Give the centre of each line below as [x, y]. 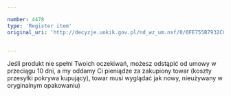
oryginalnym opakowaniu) [44, 86]
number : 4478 [26, 19]
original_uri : [27, 32]
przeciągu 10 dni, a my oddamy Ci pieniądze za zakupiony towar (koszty [109, 71]
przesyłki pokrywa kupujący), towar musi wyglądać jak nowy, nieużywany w [115, 78]
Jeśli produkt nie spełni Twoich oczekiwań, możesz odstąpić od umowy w [112, 64]
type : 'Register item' [40, 26]
